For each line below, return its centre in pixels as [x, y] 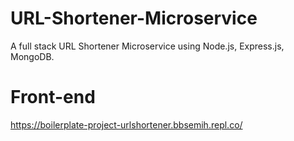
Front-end [53, 97]
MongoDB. [32, 56]
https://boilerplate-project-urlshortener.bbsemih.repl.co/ [126, 124]
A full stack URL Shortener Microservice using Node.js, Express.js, [147, 46]
